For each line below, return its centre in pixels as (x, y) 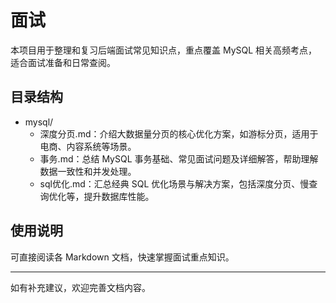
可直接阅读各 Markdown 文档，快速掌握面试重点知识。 (122, 257)
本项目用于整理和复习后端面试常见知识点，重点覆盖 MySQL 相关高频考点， (164, 50)
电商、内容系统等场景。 (88, 146)
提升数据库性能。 (119, 196)
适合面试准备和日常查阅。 (63, 62)
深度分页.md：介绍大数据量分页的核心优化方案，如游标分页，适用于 (179, 133)
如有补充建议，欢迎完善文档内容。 (80, 287)
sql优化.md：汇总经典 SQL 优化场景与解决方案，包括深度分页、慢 (174, 183)
